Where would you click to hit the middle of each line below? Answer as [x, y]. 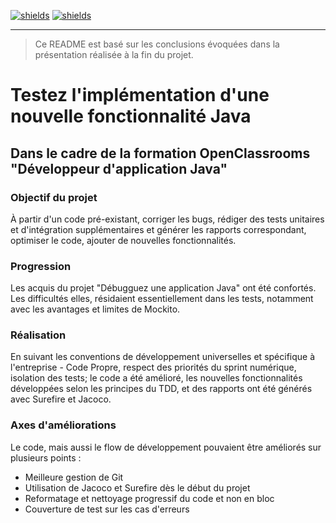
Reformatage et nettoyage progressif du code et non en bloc [149, 498]
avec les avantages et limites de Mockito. [95, 309]
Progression [41, 266]
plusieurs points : [46, 457]
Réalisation [38, 335]
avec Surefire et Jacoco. [61, 399]
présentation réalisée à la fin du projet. [114, 54]
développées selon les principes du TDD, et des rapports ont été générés [161, 389]
